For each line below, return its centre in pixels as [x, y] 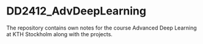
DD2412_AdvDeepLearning [76, 11]
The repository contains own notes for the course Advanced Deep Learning [102, 28]
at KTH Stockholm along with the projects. [60, 34]
